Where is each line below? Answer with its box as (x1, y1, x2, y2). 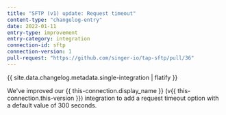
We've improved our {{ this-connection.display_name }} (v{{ (7, 86, 177, 94)
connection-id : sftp (7, 42, 66, 49)
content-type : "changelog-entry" (7, 16, 103, 23)
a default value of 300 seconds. (7, 101, 97, 110)
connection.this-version (7, 94, 75, 102)
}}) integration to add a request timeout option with (75, 94, 219, 102)
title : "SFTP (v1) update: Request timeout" (7, 10, 136, 17)
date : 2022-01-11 (7, 23, 57, 29)
